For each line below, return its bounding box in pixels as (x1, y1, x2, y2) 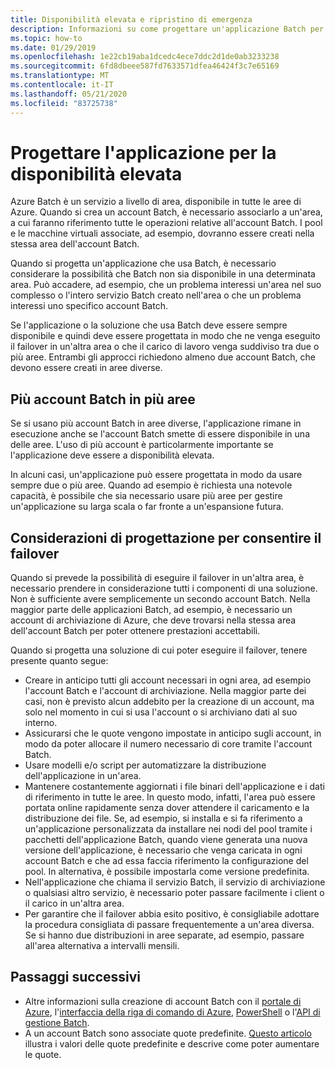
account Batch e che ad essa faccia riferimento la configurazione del (24, 855, 309, 867)
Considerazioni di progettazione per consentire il (10, 529, 322, 546)
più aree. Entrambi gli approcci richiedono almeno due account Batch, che (10, 351, 316, 363)
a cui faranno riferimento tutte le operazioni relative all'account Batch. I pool (10, 217, 323, 229)
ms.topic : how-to (10, 33, 83, 43)
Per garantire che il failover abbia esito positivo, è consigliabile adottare (24, 908, 320, 920)
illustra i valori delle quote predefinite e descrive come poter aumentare (24, 1037, 320, 1050)
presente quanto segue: (10, 655, 109, 667)
